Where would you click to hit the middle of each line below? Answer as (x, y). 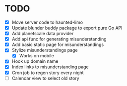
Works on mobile (36, 56)
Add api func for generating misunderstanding (59, 39)
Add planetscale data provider (43, 34)
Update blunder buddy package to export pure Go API (67, 28)
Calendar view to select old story (46, 78)
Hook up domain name (35, 61)
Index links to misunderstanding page (50, 67)
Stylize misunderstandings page (45, 50)
